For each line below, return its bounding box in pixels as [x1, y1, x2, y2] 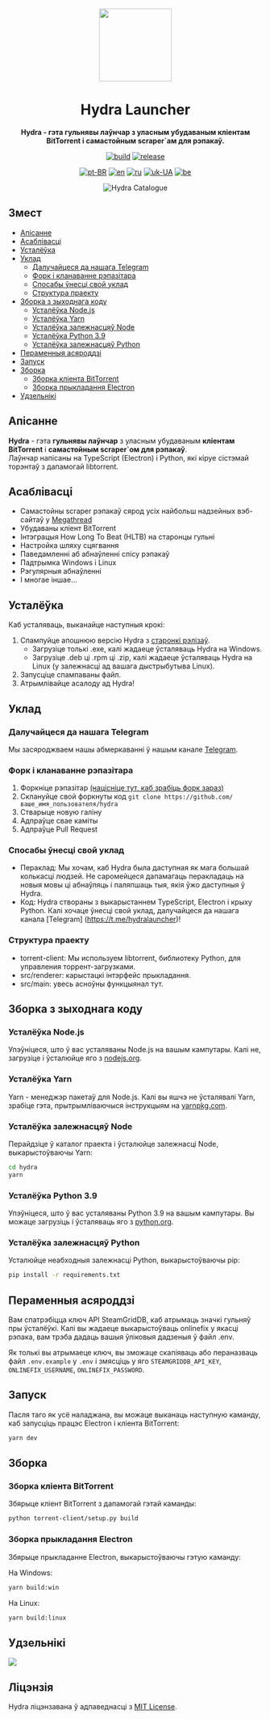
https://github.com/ [164, 793, 234, 802]
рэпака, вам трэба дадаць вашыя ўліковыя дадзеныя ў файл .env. [8, 1332, 235, 1342]
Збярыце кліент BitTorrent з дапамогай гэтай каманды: [8, 1499, 197, 1509]
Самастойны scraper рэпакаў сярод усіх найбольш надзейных [19, 506, 236, 516]
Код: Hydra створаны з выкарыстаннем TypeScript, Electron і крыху [19, 897, 252, 907]
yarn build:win [8, 1583, 60, 1591]
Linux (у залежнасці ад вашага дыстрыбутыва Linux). [31, 661, 215, 671]
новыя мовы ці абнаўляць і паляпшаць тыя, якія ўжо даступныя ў [19, 880, 246, 890]
